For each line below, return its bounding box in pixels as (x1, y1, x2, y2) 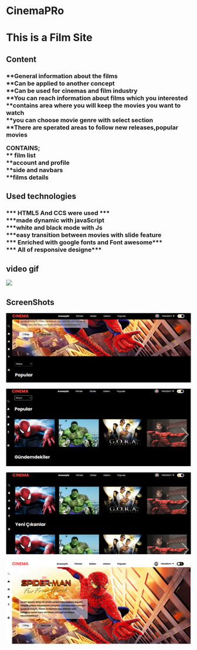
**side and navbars (6, 166, 63, 174)
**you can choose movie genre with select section (6, 116, 154, 124)
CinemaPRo (6, 4, 64, 18)
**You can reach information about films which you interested (6, 94, 188, 102)
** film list (6, 151, 36, 160)
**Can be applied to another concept (6, 79, 116, 87)
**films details (6, 173, 49, 181)
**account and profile (6, 159, 70, 167)
